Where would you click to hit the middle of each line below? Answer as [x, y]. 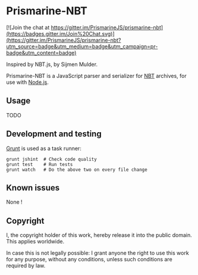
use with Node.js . [27, 82]
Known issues [33, 188]
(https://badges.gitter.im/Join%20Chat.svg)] [60, 33]
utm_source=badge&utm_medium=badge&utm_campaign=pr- [82, 46]
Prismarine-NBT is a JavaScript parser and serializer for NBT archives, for [97, 76]
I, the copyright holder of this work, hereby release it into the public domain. [99, 235]
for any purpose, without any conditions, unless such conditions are [89, 260]
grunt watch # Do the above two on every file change [77, 170]
